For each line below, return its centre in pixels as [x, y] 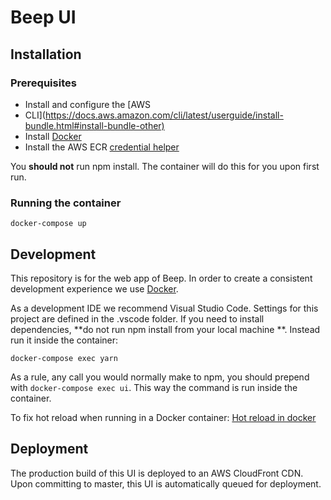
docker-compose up [48, 224]
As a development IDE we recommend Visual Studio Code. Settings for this [164, 308]
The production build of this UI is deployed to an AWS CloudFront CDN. [157, 473]
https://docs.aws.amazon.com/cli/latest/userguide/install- [164, 115]
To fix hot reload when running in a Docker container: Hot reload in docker [163, 417]
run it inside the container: [64, 340]
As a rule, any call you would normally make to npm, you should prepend [160, 377]
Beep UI [43, 17]
